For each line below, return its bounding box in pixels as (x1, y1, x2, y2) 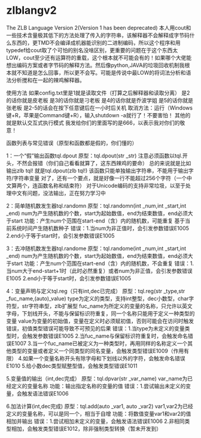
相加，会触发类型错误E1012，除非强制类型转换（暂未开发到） (11, 425, 162, 432)
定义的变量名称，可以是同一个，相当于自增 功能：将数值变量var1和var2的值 (6, 410, 191, 417)
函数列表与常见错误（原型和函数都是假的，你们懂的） (6, 139, 138, 147)
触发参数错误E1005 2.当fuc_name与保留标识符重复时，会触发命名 (26, 332, 188, 339)
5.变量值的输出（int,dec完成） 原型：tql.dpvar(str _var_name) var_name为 (6, 375, 188, 382)
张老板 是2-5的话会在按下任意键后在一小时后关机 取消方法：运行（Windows (6, 104, 193, 111)
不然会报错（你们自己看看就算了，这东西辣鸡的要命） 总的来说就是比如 (16, 159, 191, 166)
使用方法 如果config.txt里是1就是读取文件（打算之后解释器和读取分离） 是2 (6, 89, 190, 96)
